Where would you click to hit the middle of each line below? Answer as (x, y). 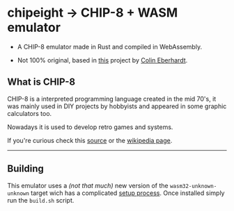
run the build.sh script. (41, 200)
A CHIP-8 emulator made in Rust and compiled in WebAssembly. (110, 47)
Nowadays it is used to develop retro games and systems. (90, 127)
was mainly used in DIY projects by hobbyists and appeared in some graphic (117, 106)
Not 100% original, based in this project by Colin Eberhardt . (102, 60)
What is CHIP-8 (41, 82)
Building (25, 169)
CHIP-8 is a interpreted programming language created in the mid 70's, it (112, 99)
